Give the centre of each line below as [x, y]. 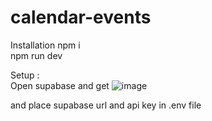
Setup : [25, 75]
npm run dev [36, 55]
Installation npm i [45, 45]
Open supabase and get [60, 85]
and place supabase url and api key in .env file [106, 105]
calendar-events [81, 17]
